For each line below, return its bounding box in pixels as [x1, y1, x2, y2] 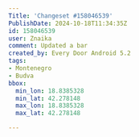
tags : [8, 57, 27, 65]
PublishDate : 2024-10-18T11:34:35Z [8, 19, 128, 27]
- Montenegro [8, 64, 52, 73]
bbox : [8, 79, 27, 87]
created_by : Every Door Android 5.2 [8, 49, 131, 57]
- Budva [8, 72, 35, 80]
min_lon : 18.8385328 [15, 86, 84, 95]
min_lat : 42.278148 [15, 94, 81, 102]
